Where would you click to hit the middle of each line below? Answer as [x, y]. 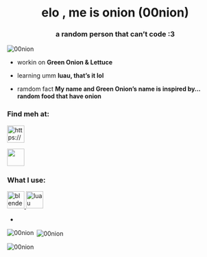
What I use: [26, 180]
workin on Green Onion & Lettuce [65, 63]
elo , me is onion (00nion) [115, 13]
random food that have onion [59, 96]
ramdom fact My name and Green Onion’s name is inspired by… [109, 89]
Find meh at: [28, 114]
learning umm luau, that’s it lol [60, 76]
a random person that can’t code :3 [115, 34]
